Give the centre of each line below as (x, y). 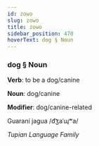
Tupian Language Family (43, 135)
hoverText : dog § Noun (40, 40)
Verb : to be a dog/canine (44, 80)
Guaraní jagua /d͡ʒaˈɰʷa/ (43, 121)
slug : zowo (23, 20)
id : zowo (20, 14)
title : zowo (25, 27)
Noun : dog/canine (34, 94)
